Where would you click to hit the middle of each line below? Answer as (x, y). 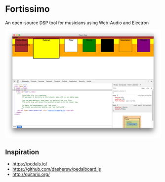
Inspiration (22, 152)
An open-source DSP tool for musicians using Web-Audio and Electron (77, 23)
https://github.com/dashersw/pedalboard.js (57, 169)
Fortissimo (28, 9)
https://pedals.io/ (30, 164)
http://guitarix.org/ (31, 174)
